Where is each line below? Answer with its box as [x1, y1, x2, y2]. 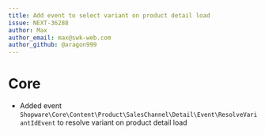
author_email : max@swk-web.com [8, 33, 112, 42]
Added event [19, 101, 62, 111]
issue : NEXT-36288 [8, 19, 69, 27]
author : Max [8, 26, 47, 34]
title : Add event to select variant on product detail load [8, 11, 211, 20]
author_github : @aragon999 [8, 41, 97, 49]
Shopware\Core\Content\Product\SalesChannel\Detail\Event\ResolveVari [19, 111, 258, 119]
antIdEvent [19, 119, 56, 127]
